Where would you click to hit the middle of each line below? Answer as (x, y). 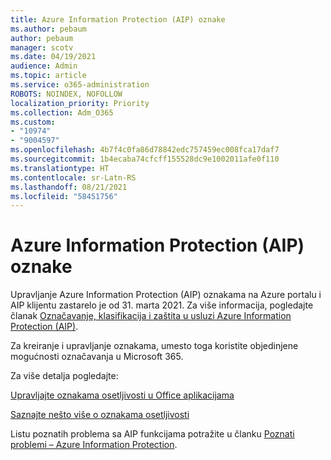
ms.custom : (33, 122)
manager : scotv (42, 47)
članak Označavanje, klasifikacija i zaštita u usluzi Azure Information (151, 316)
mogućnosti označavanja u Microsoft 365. (97, 357)
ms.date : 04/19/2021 (53, 57)
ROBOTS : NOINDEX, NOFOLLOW (66, 94)
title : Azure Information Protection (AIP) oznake (118, 19)
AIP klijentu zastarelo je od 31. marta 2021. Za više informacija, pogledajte (162, 305)
